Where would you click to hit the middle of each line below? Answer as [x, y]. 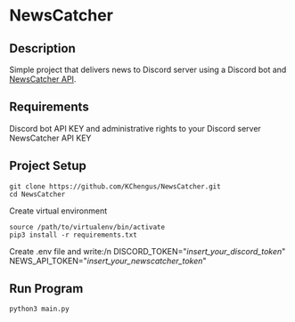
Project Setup [48, 166]
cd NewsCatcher [37, 194]
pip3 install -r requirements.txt [74, 235]
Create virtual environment [58, 211]
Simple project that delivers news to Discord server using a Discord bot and [148, 69]
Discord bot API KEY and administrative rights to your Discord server [135, 128]
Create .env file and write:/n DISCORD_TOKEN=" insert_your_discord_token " [147, 251]
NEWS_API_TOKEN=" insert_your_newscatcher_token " [108, 261]
